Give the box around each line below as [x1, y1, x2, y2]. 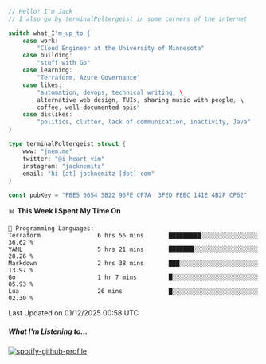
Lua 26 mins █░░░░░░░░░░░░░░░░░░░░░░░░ [8, 288, 259, 296]
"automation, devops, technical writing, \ [37, 88, 183, 96]
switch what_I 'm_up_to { [8, 29, 91, 37]
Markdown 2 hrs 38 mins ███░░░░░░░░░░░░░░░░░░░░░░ [8, 260, 259, 268]
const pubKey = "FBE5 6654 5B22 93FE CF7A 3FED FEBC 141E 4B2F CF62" [8, 191, 248, 199]
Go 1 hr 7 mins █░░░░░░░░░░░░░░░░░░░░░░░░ [8, 273, 259, 282]
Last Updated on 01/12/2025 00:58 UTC [8, 308, 139, 318]
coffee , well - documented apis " [37, 104, 141, 112]
